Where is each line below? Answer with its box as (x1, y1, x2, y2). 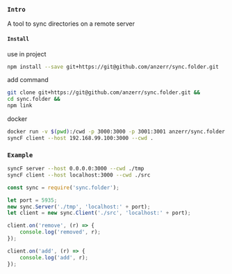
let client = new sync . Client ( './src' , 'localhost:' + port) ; (7, 209, 191, 217)
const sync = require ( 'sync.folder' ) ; (7, 184, 119, 191)
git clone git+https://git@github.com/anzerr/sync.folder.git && (7, 89, 200, 96)
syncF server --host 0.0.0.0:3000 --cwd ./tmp (7, 166, 144, 172)
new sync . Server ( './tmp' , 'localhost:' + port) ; (7, 203, 151, 210)
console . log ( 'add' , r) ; (19, 254, 89, 261)
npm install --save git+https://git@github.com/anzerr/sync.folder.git (7, 63, 219, 70)
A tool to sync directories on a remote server (7, 19, 135, 28)
